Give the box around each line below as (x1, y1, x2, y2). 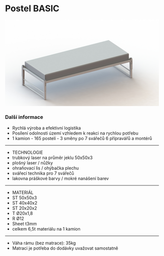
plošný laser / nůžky (12, 160, 53, 165)
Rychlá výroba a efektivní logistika (12, 125, 82, 131)
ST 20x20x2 (12, 205, 38, 211)
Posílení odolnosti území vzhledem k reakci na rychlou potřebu (12, 130, 139, 136)
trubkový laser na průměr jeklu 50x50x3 (12, 155, 93, 161)
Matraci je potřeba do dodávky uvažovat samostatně (12, 245, 119, 251)
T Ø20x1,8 (12, 210, 33, 216)
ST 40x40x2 (12, 200, 38, 206)
